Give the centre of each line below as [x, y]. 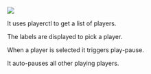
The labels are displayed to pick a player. [65, 37]
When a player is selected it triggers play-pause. [75, 50]
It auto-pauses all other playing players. [63, 63]
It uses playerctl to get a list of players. [62, 23]
